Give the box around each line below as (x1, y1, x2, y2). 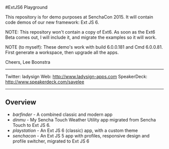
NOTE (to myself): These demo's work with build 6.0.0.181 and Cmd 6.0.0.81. (5, 44, 163, 50)
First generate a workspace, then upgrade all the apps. (5, 50, 119, 55)
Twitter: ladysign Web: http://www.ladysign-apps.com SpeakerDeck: (5, 74, 147, 79)
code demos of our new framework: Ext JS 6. (5, 20, 99, 25)
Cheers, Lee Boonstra (5, 59, 50, 65)
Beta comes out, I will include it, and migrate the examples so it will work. (5, 35, 157, 40)
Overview (5, 98, 37, 107)
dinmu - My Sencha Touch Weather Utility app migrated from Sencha (12, 116, 156, 122)
